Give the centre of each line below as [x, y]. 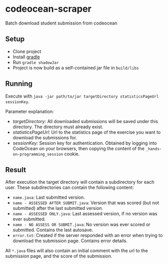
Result [16, 170]
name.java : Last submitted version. [49, 198]
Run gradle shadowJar [36, 62]
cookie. [72, 154]
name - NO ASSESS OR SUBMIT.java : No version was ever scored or [81, 225]
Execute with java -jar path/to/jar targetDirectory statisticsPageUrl [82, 96]
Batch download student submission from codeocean [61, 23]
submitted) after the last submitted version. [58, 208]
